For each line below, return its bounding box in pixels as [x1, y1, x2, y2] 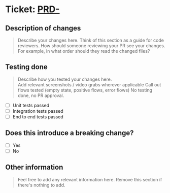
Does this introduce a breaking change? [5, 128, 134, 138]
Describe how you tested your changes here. [17, 76, 112, 82]
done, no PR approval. [17, 92, 64, 99]
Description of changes [5, 24, 81, 33]
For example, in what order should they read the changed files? [17, 48, 150, 54]
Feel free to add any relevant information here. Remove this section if [17, 176, 162, 182]
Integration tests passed [12, 108, 63, 114]
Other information [5, 163, 63, 172]
